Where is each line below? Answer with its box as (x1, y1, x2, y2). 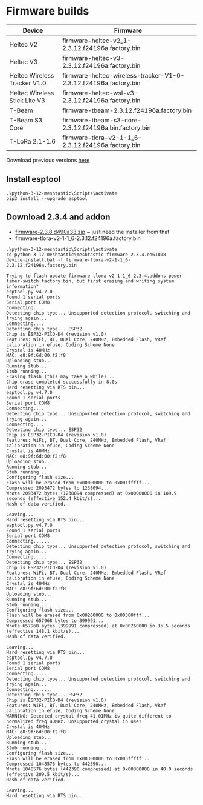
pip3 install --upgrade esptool (6, 195, 88, 201)
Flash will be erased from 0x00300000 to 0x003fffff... (6, 755, 150, 761)
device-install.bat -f (6, 256, 63, 263)
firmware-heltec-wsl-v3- (62, 89, 138, 97)
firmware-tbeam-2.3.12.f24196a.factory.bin (62, 106, 192, 115)
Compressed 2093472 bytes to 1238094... (6, 485, 110, 491)
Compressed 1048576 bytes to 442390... (6, 761, 107, 767)
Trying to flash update (6, 273, 66, 279)
